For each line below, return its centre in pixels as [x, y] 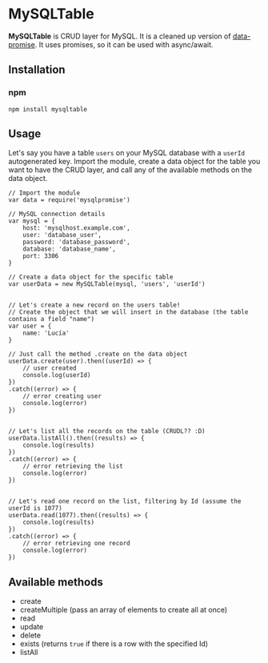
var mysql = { [32, 221]
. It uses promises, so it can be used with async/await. [124, 44]
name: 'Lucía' [46, 333]
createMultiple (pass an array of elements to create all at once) [124, 610]
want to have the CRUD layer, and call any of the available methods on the [130, 170]
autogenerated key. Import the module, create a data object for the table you [134, 162]
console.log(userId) [57, 376]
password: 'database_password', [76, 242]
